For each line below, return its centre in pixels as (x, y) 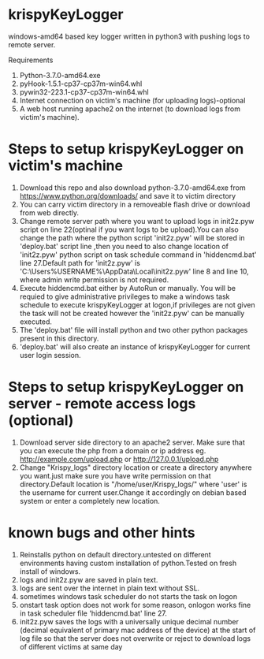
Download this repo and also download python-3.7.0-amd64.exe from (132, 188)
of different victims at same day (71, 646)
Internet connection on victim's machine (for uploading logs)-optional (132, 100)
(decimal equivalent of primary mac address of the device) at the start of (138, 630)
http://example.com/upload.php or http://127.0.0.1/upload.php (119, 459)
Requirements (31, 60)
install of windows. (50, 571)
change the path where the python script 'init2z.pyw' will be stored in (132, 237)
